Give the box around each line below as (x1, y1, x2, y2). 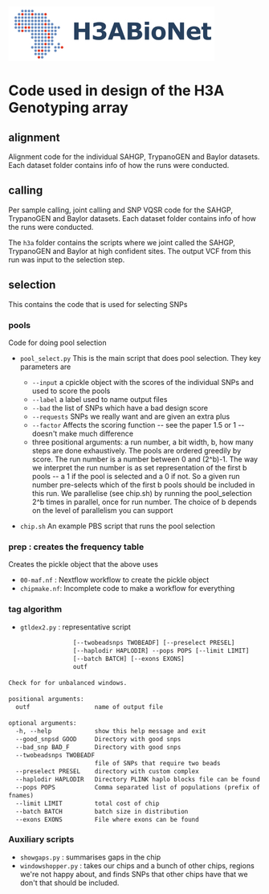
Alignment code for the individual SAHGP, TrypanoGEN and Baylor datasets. (8, 152, 260, 162)
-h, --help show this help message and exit (15, 727, 206, 735)
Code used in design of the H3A (8, 82, 225, 100)
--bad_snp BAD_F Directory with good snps (15, 743, 181, 751)
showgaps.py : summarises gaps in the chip (19, 852, 161, 862)
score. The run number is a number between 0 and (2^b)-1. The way (31, 454, 259, 464)
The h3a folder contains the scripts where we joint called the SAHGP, (8, 237, 235, 247)
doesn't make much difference (31, 429, 134, 438)
